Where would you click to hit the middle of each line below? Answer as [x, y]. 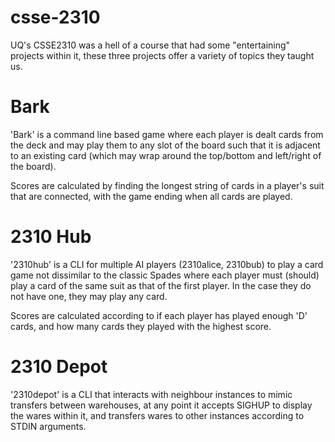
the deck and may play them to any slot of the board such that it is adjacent [165, 145]
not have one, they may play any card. [89, 296]
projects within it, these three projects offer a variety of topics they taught [162, 55]
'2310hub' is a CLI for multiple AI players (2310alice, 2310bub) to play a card [167, 264]
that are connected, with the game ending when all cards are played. [151, 196]
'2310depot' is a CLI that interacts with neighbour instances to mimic [151, 394]
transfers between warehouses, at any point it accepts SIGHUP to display [161, 405]
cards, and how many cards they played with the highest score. [141, 326]
